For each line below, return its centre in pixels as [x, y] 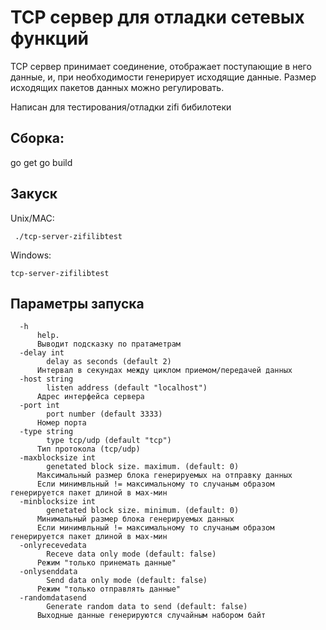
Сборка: [37, 138]
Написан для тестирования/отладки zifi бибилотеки [121, 107]
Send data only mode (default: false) [127, 581]
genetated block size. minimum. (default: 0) [143, 511]
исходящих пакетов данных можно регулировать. [117, 87]
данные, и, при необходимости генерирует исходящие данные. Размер [163, 77]
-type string [46, 432]
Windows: [31, 255]
